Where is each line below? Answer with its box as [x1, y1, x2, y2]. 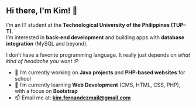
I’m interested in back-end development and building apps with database [6, 33, 185, 41]
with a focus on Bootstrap [14, 87, 78, 94]
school [14, 75, 31, 82]
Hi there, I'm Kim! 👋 [6, 6, 78, 16]
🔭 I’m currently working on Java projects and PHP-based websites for [14, 68, 185, 76]
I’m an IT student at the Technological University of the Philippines [6, 21, 170, 28]
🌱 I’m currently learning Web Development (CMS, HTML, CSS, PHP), [14, 81, 181, 88]
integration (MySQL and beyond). [6, 40, 88, 47]
